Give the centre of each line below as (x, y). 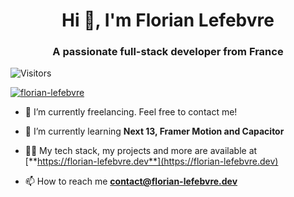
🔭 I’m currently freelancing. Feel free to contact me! (131, 112)
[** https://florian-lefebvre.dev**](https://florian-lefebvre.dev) (151, 161)
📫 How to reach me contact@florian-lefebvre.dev (131, 181)
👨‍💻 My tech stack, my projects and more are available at (141, 151)
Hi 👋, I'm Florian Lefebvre (168, 20)
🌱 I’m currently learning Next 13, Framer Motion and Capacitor (154, 131)
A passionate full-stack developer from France (168, 52)
